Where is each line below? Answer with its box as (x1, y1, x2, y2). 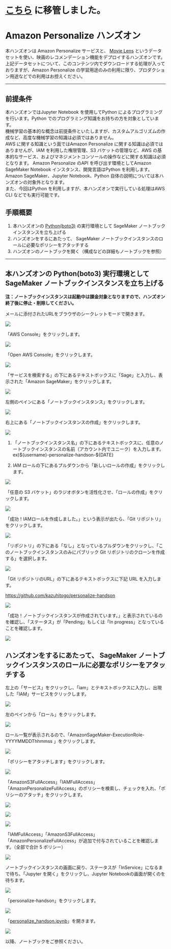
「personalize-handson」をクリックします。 (5, 897, 99, 904)
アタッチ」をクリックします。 (22, 792, 85, 798)
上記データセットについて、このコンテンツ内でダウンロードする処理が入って (5, 61, 165, 67)
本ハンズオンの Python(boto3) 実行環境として (5, 269, 150, 278)
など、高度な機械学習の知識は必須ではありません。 (9, 134, 117, 140)
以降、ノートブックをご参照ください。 (5, 938, 85, 944)
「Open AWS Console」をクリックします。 (5, 352, 96, 358)
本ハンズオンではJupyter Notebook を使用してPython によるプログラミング (5, 109, 163, 115)
